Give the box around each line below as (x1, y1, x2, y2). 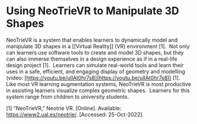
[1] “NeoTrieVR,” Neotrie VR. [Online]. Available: (6, 104, 122, 112)
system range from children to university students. (6, 93, 129, 100)
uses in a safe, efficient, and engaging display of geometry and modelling (6, 68, 185, 75)
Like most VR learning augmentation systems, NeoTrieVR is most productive (6, 80, 191, 87)
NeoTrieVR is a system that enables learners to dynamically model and (6, 36, 178, 43)
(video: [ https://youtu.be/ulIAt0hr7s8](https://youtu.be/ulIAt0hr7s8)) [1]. (6, 74, 180, 81)
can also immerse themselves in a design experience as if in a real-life (6, 55, 177, 62)
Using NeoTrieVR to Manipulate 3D (6, 4, 179, 18)
